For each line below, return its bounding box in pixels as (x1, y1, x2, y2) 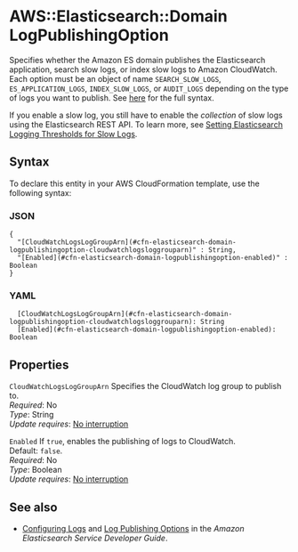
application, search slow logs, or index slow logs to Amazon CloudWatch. (9, 64, 278, 75)
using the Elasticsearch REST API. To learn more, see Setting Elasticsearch (9, 118, 283, 130)
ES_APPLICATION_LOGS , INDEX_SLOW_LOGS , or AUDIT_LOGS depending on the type (9, 83, 289, 93)
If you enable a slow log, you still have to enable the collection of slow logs (9, 110, 283, 120)
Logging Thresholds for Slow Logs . (9, 128, 138, 139)
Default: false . (9, 445, 63, 456)
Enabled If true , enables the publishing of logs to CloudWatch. (9, 436, 236, 447)
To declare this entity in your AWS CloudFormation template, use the (9, 178, 260, 189)
